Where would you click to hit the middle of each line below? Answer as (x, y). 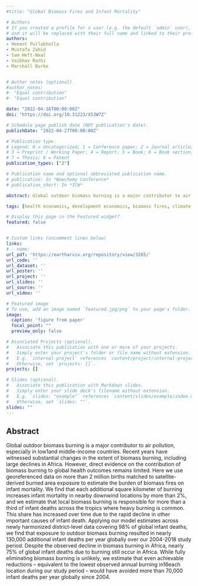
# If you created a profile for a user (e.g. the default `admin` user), (99, 28)
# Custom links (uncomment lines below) (57, 238)
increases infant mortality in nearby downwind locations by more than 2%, (96, 496)
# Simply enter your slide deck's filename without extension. (88, 391)
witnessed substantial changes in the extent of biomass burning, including (96, 458)
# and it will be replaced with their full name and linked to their (93, 33)
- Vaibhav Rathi (26, 60)
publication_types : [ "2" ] (38, 163)
